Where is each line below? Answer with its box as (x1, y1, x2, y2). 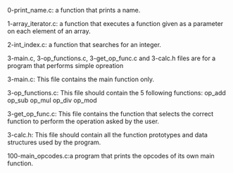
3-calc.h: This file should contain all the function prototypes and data (7, 131, 208, 139)
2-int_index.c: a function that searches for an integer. (7, 41, 162, 48)
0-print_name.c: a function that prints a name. (7, 6, 141, 14)
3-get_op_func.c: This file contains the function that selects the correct (7, 110, 214, 118)
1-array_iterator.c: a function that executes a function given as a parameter (7, 20, 224, 27)
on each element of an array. (7, 27, 92, 35)
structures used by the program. (7, 138, 101, 146)
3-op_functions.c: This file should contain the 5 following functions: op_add (7, 89, 227, 97)
